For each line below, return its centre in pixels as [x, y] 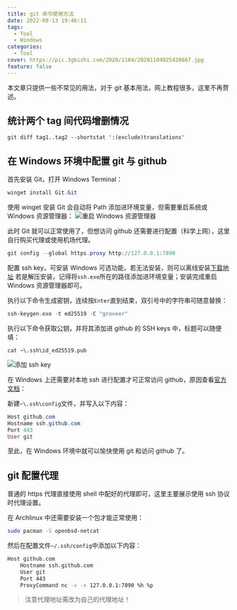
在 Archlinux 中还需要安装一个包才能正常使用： [75, 518]
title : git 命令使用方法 [41, 14]
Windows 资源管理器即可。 [47, 285]
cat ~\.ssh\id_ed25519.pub [47, 350]
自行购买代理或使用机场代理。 [51, 240]
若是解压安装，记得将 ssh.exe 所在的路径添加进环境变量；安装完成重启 [116, 276]
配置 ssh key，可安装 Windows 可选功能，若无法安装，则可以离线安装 [109, 267]
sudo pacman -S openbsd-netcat [53, 531]
